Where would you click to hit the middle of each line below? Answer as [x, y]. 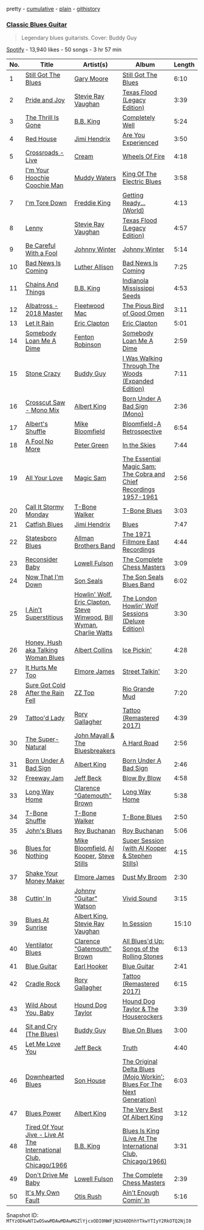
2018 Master [44, 313]
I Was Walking [142, 358]
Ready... [134, 203]
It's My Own [42, 1193]
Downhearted [45, 1077]
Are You [134, 135]
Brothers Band [95, 546]
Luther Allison [94, 267]
